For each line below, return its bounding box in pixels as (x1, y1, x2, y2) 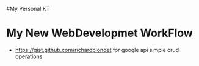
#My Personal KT (6, 5, 50, 12)
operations (15, 53, 43, 60)
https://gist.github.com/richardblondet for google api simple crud (15, 46, 179, 53)
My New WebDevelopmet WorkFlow (6, 27, 194, 40)
